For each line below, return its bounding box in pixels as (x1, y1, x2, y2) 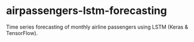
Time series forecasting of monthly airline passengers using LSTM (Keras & (6, 23, 189, 30)
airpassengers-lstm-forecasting (6, 4, 167, 17)
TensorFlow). (6, 29, 38, 36)
